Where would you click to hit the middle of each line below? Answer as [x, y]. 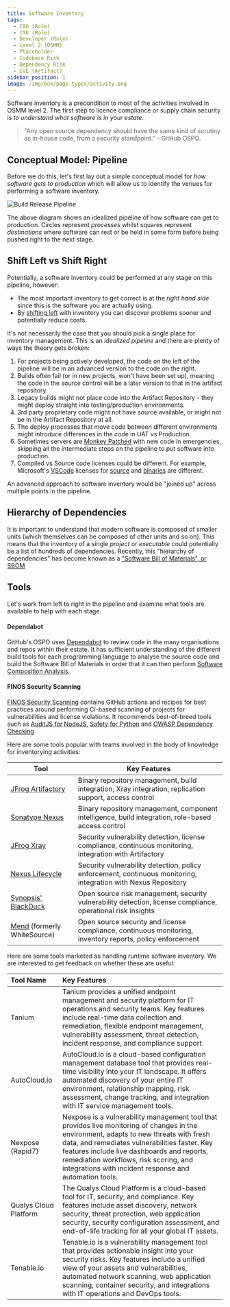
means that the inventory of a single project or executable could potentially [113, 543]
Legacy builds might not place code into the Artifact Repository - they [115, 397]
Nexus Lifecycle [36, 873]
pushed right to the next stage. [51, 239]
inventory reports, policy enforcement [139, 939]
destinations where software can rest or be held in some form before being [113, 232]
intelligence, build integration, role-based [144, 817]
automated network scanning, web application [137, 1276]
